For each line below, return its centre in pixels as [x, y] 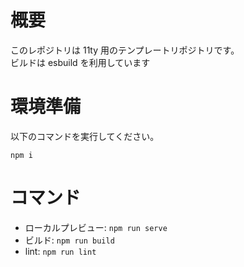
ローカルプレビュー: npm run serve [96, 227]
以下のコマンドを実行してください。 [85, 136]
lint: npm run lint [60, 251]
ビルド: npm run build [69, 240]
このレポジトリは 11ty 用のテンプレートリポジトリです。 [125, 50]
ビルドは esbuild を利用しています [80, 62]
